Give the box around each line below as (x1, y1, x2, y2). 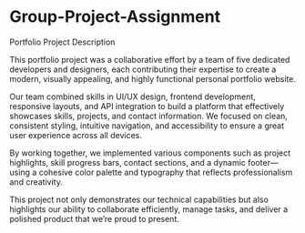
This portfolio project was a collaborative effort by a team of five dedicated (9, 54, 290, 65)
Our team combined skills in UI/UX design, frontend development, (9, 91, 257, 102)
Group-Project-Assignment (9, 6, 221, 27)
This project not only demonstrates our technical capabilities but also (9, 194, 269, 205)
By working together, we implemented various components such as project (9, 147, 291, 158)
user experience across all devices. (9, 129, 143, 140)
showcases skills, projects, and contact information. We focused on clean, (9, 110, 289, 121)
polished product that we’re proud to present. (9, 213, 179, 224)
